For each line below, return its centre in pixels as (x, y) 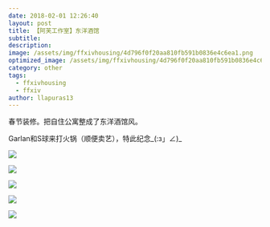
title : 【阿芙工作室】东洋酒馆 (54, 30)
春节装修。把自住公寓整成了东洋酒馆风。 (75, 122)
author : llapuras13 (41, 98)
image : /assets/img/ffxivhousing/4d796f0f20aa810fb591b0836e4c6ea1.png (131, 53)
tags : (17, 75)
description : (30, 46)
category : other (35, 68)
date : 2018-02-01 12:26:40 (53, 16)
